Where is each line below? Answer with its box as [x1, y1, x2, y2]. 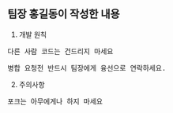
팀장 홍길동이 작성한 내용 [7, 7, 120, 21]
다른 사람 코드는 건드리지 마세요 [7, 46, 114, 56]
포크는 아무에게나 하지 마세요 [7, 97, 103, 106]
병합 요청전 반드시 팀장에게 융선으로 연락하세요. [7, 64, 167, 72]
